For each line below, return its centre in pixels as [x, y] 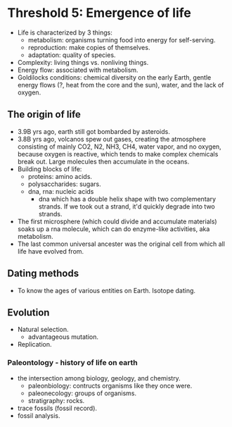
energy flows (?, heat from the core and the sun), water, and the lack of [121, 85]
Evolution [28, 312]
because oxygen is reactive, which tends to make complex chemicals [118, 154]
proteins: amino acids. [60, 176]
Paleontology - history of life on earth [73, 363]
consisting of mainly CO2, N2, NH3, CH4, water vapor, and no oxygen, [119, 147]
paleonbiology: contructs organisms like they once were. [110, 385]
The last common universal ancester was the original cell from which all [121, 244]
